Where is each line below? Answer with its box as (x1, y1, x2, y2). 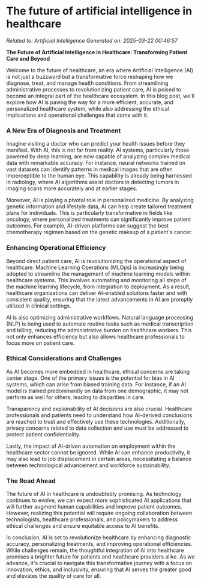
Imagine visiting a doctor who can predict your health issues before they (6, 140, 185, 147)
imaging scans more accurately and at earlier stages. (6, 185, 138, 192)
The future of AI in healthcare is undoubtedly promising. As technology (6, 491, 182, 498)
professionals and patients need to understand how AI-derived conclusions (6, 411, 193, 419)
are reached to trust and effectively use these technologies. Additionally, (6, 418, 186, 425)
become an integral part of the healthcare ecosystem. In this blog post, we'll (6, 92, 195, 99)
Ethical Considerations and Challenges (6, 354, 122, 362)
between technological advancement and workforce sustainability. (6, 462, 171, 469)
